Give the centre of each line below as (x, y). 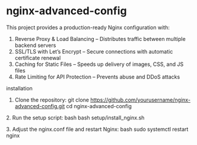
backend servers (35, 45)
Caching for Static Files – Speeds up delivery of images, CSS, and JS (99, 64)
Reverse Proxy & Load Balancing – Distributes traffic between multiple (100, 39)
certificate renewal (38, 58)
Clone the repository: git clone (52, 100)
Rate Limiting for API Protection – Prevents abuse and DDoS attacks (97, 77)
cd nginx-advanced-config (99, 106)
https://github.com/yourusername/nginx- (140, 100)
